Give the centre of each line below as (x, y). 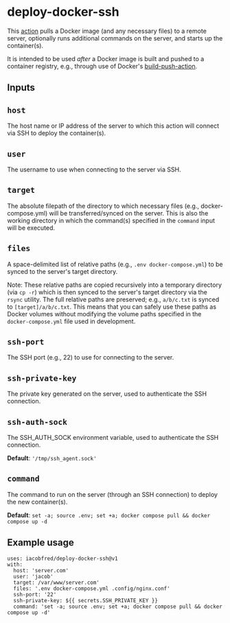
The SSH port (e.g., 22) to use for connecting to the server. (91, 357)
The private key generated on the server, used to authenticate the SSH (107, 394)
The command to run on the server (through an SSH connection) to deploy (113, 494)
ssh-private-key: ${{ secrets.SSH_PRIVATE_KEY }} (85, 600)
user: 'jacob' (33, 576)
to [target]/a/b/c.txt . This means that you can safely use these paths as (112, 307)
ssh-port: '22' (35, 594)
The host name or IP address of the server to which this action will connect (113, 126)
